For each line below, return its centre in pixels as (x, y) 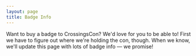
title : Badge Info (29, 17)
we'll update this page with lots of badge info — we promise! (80, 46)
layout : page (22, 11)
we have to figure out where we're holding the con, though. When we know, (98, 40)
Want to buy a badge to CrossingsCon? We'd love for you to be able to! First (99, 34)
